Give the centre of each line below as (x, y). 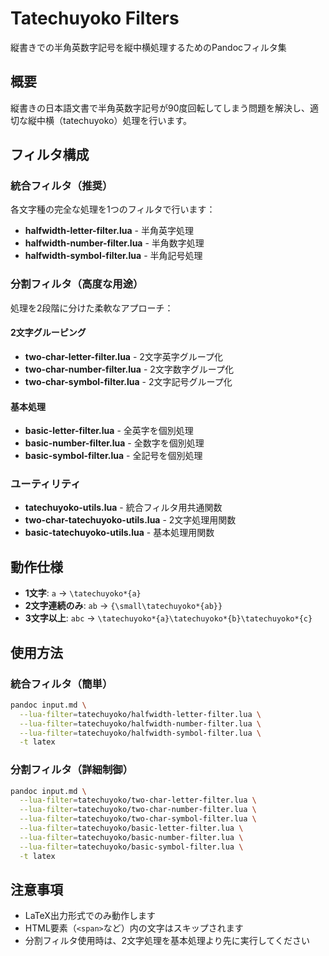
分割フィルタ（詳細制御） (71, 770)
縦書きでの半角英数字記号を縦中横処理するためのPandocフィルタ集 (148, 47)
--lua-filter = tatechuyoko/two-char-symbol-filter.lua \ (138, 819)
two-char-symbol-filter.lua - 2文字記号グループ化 (128, 381)
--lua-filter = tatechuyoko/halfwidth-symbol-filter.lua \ (140, 733)
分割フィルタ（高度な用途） (77, 284)
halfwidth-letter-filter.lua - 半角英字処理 (109, 231)
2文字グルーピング (48, 333)
